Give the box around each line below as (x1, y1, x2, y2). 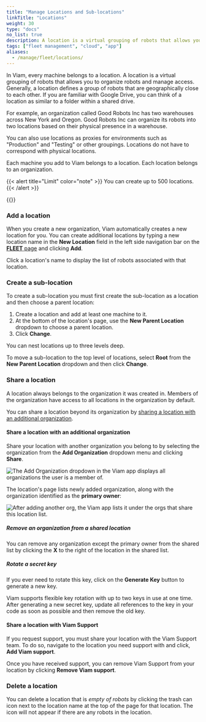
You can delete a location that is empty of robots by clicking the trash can (6, 696, 193, 703)
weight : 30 (6, 20, 34, 26)
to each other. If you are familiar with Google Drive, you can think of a (6, 91, 182, 98)
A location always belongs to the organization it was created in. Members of (6, 390, 199, 397)
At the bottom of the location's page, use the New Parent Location (15, 317, 184, 325)
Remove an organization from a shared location (6, 525, 131, 532)
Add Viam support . (6, 648, 56, 655)
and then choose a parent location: (6, 298, 95, 306)
